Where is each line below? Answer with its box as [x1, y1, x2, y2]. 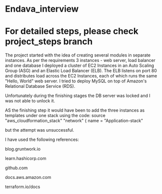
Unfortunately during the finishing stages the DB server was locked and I [5, 93, 150, 98]
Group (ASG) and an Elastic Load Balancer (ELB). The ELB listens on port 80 [5, 68, 157, 74]
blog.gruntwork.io [5, 146, 41, 152]
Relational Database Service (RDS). [5, 83, 75, 89]
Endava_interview [5, 3, 79, 15]
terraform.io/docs [5, 184, 40, 190]
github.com [5, 165, 28, 171]
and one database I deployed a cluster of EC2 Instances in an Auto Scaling [5, 62, 154, 69]
